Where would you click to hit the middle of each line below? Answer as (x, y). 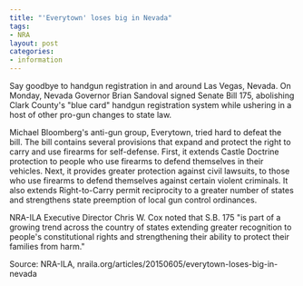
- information (36, 60)
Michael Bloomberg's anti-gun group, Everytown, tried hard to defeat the (146, 132)
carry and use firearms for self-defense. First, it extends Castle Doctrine (144, 152)
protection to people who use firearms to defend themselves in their (137, 161)
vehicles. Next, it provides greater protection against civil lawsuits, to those (150, 171)
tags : (20, 26)
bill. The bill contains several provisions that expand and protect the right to (151, 142)
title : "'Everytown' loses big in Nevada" (91, 18)
